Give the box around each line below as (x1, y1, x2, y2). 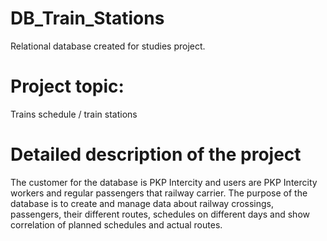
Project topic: (10, 75, 125, 98)
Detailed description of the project (10, 143, 302, 166)
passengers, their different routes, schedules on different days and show (10, 208, 310, 220)
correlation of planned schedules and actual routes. (10, 218, 223, 231)
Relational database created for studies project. (10, 40, 206, 52)
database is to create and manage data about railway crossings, (10, 197, 275, 209)
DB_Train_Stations (10, 7, 165, 30)
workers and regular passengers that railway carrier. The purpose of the (10, 187, 308, 199)
